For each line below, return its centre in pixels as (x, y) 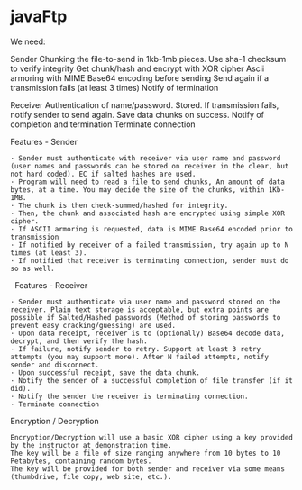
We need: (28, 41)
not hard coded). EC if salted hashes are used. (103, 174)
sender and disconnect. (55, 365)
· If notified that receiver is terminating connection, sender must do (150, 260)
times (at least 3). (49, 253)
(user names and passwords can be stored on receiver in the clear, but (150, 166)
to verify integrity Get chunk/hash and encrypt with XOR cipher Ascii (137, 68)
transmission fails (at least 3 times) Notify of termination (114, 87)
